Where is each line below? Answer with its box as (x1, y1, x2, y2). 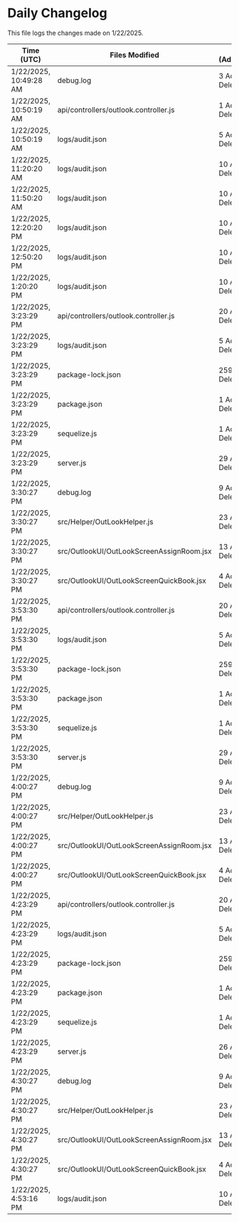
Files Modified (110, 50, 160, 60)
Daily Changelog (7, 5, 108, 21)
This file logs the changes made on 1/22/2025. (7, 29, 144, 37)
